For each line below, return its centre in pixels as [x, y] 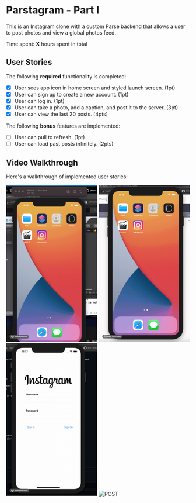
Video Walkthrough [42, 162]
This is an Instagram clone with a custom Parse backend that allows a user [96, 26]
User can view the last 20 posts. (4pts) [61, 114]
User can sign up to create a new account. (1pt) [71, 94]
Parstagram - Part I [53, 10]
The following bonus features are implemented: [63, 126]
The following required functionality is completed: [66, 76]
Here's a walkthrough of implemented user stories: [67, 177]
